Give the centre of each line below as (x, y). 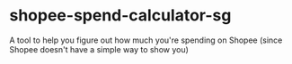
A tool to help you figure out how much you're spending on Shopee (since (146, 40)
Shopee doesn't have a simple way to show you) (99, 49)
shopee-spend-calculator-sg (120, 16)
